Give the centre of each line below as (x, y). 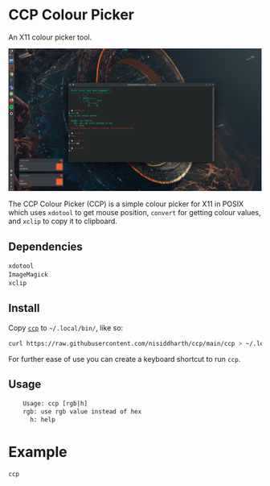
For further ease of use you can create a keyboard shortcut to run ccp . (125, 359)
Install (24, 308)
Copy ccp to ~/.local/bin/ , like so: (66, 327)
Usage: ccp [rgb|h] (55, 404)
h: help (43, 420)
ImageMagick (28, 275)
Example (38, 452)
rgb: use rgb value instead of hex (82, 412)
